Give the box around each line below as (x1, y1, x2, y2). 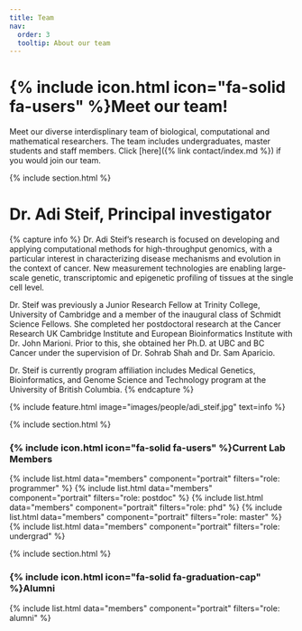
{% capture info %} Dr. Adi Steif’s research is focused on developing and (9, 234, 280, 245)
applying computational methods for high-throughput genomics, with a (9, 244, 273, 255)
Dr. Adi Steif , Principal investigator (9, 204, 272, 225)
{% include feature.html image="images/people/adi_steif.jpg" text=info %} (9, 402, 286, 413)
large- (263, 263, 287, 274)
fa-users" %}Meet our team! (9, 97, 228, 117)
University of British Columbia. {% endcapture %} (9, 385, 194, 395)
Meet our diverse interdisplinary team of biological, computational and (9, 126, 270, 137)
